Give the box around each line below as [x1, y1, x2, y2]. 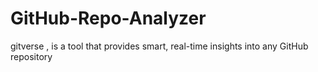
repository [10, 50, 53, 62]
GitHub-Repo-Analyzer [10, 7, 207, 30]
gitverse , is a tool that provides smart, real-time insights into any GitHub [10, 40, 309, 52]
